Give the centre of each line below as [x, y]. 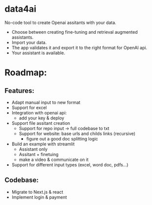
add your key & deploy [42, 118]
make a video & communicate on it [54, 159]
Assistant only [33, 149]
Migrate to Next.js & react [37, 192]
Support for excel [29, 107]
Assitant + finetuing [39, 154]
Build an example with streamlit [43, 144]
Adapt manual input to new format [46, 102]
